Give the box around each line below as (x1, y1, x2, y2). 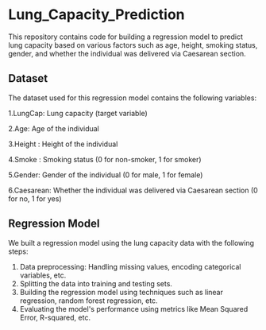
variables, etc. (19, 270, 67, 280)
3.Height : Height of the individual (8, 139, 118, 149)
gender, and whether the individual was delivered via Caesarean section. (8, 49, 246, 58)
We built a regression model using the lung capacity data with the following (8, 238, 254, 247)
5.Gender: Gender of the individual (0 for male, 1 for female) (8, 169, 203, 180)
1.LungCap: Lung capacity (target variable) (8, 108, 148, 118)
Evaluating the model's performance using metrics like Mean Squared (19, 304, 249, 313)
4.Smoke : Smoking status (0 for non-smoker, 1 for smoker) (8, 154, 202, 164)
